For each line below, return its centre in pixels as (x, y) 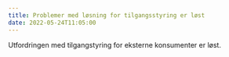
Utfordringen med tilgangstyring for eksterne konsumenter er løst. (115, 45)
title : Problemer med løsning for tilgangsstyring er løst (107, 15)
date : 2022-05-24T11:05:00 (52, 23)
